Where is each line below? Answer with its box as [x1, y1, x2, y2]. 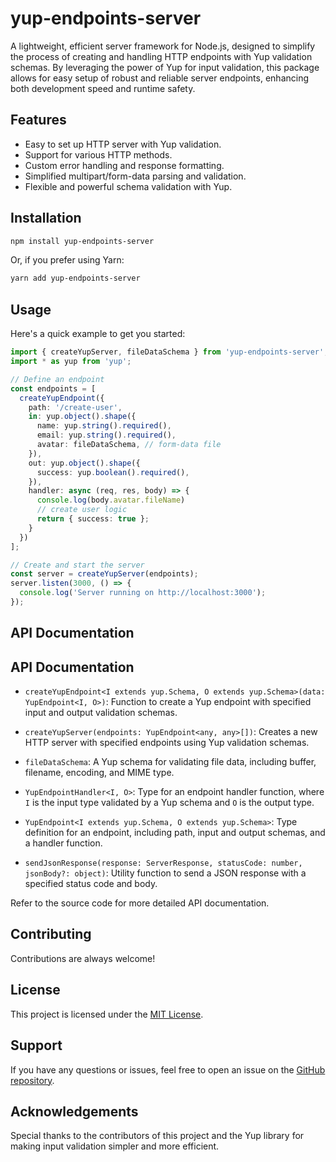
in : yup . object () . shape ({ [28, 412, 137, 422]
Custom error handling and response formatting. [24, 159, 225, 171]
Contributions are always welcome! [10, 952, 156, 964]
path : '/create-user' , [28, 402, 123, 412]
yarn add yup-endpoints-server [10, 273, 141, 284]
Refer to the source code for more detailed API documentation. [10, 897, 270, 909]
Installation [10, 210, 82, 227]
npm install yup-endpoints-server [10, 236, 155, 246]
